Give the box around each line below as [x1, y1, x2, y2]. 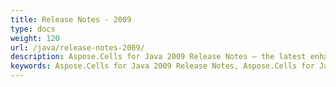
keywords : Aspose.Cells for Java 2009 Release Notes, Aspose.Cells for [10, 61, 315, 71]
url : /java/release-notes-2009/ [10, 42, 145, 53]
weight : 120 [10, 33, 60, 43]
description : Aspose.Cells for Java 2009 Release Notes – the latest [10, 52, 307, 62]
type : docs [10, 24, 56, 34]
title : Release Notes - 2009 [10, 14, 132, 25]
